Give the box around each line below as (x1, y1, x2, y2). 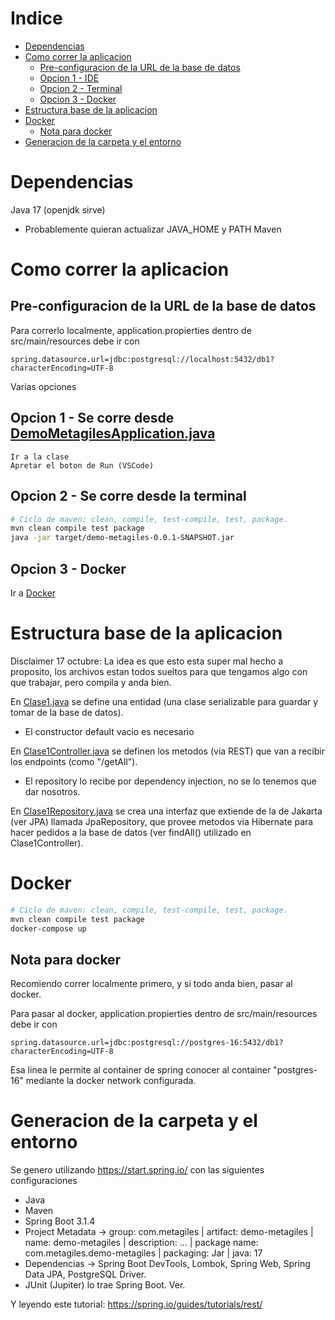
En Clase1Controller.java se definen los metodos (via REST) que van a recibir (10, 745, 325, 757)
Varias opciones (10, 380, 77, 392)
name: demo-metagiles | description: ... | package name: (24, 1237, 259, 1249)
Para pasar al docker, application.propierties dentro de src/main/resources (10, 1008, 318, 1020)
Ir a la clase (10, 452, 70, 462)
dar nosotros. (24, 785, 81, 797)
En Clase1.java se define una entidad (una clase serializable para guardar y (10, 695, 319, 707)
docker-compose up (10, 923, 87, 934)
